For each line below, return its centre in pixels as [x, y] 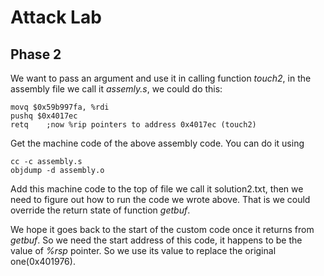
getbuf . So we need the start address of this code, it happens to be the [156, 240]
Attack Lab [56, 17]
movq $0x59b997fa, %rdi [60, 107]
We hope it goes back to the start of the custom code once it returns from [162, 229]
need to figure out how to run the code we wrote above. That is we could [160, 199]
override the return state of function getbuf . [100, 210]
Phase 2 [36, 54]
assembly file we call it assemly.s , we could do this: [116, 89]
